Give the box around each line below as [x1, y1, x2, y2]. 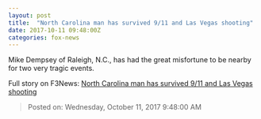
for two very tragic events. [8, 64, 95, 73]
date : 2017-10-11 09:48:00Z [8, 26, 102, 34]
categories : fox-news [8, 33, 80, 42]
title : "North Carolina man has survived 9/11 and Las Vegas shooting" [8, 19, 254, 27]
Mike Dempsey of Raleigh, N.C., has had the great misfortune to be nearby [8, 55, 251, 65]
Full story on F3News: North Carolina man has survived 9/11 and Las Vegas [8, 79, 253, 88]
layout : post [8, 11, 52, 20]
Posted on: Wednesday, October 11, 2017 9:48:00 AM [27, 102, 202, 112]
